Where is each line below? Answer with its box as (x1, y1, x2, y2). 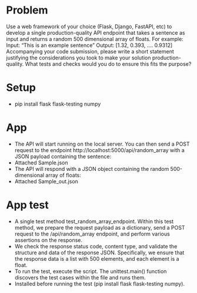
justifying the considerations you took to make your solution (6, 54, 151, 61)
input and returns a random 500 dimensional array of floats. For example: (6, 35, 183, 42)
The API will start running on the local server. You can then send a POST (14, 140, 190, 147)
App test (6, 198, 49, 211)
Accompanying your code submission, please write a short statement (6, 48, 175, 55)
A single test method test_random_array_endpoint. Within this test (14, 218, 174, 225)
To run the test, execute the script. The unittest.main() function (14, 268, 167, 275)
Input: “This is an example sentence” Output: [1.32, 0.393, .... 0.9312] (6, 42, 173, 49)
